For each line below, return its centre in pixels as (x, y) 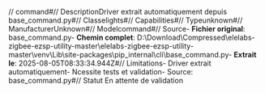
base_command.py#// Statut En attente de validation (96, 80)
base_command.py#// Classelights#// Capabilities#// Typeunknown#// (126, 20)
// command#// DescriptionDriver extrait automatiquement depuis (118, 12)
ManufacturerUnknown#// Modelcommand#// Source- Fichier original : (127, 29)
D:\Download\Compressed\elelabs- (196, 37)
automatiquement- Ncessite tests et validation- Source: (101, 72)
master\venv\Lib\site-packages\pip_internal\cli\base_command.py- (120, 55)
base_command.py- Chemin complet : (72, 37)
